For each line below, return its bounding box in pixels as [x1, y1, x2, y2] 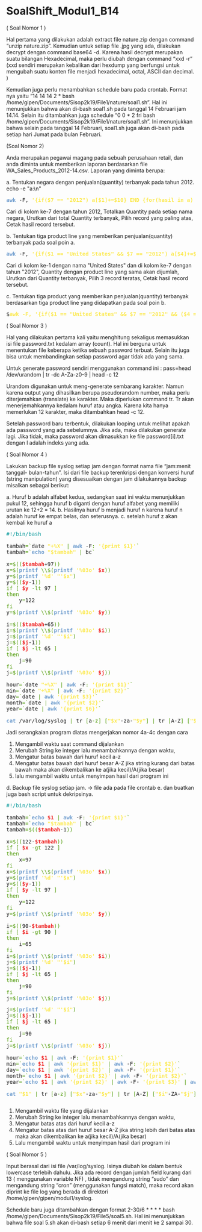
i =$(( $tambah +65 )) [6, 621, 61, 628]
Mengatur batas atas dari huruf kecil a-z [14, 1119, 115, 1127]
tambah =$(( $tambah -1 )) [6, 826, 73, 833]
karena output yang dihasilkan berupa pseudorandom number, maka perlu [6, 389, 191, 396]
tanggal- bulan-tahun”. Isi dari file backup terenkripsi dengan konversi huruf [6, 469, 194, 476]
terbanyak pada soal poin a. [6, 239, 75, 246]
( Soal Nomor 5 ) [6, 1151, 47, 1158]
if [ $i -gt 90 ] [6, 928, 57, 935]
